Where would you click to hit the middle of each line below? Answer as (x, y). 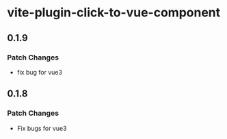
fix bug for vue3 (40, 72)
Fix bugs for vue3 (42, 128)
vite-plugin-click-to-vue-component (114, 13)
